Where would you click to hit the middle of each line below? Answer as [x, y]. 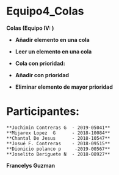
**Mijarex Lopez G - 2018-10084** [59, 133]
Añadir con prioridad [42, 75]
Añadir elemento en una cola [52, 39]
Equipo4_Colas [45, 11]
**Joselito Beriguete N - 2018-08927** [59, 154]
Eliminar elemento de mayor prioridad [64, 87]
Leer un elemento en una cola [53, 51]
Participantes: [43, 112]
